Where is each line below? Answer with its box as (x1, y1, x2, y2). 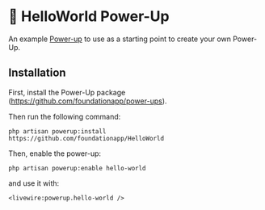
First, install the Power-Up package (8, 87, 126, 97)
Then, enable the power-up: (8, 149, 102, 158)
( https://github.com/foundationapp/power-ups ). (8, 96, 167, 106)
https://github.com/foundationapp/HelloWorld (8, 134, 164, 142)
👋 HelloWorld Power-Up (8, 7, 170, 26)
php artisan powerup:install (8, 127, 107, 136)
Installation (8, 66, 66, 80)
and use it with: (8, 178, 60, 188)
